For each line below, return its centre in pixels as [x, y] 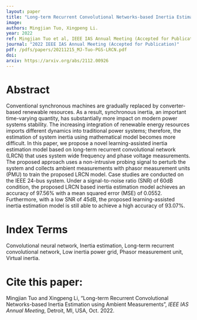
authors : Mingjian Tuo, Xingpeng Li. [52, 28]
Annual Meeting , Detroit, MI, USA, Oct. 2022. [60, 311]
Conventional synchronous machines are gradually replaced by [82, 106]
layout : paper [23, 11]
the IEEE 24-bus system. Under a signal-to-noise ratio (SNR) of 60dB [89, 181]
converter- [173, 106]
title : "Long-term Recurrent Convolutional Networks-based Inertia [90, 17]
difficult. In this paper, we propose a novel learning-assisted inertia [87, 143]
